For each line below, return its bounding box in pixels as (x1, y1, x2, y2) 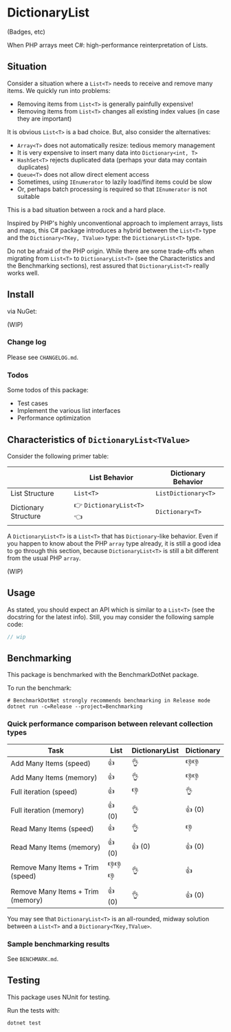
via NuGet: (7, 307, 38, 315)
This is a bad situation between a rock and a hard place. (7, 205, 166, 214)
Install (7, 289, 34, 301)
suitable (16, 192, 40, 200)
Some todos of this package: (7, 386, 89, 394)
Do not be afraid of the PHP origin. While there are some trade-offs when (7, 246, 214, 255)
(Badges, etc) (7, 28, 46, 36)
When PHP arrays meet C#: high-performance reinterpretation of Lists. (7, 41, 208, 49)
